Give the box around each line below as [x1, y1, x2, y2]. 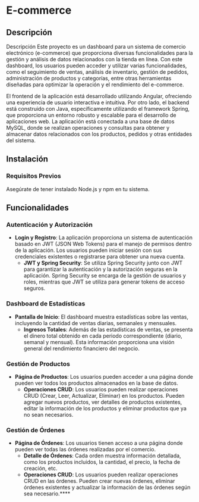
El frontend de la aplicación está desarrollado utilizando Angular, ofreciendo [6, 93, 192, 99]
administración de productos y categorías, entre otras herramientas [6, 75, 172, 82]
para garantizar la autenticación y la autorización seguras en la [23, 266, 178, 273]
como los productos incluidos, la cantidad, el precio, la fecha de [23, 459, 181, 466]
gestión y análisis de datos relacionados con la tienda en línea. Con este [6, 56, 183, 63]
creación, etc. [23, 465, 58, 472]
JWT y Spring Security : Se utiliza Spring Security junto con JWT [23, 260, 183, 267]
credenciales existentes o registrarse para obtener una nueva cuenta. [14, 253, 185, 260]
